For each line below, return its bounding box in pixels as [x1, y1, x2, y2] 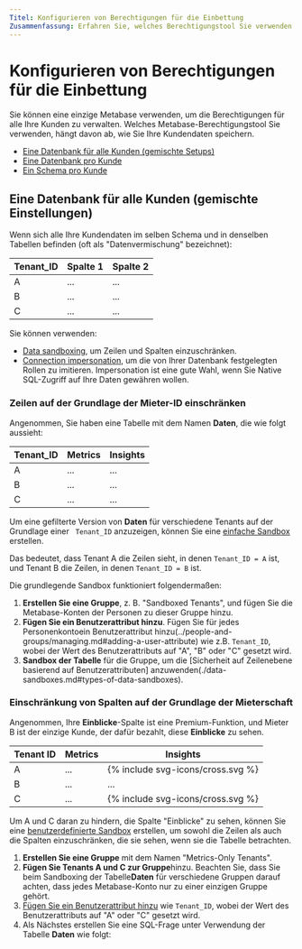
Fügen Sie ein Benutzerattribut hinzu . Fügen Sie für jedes [22, 616, 240, 627]
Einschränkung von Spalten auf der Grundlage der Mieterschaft [9, 696, 294, 709]
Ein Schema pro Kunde [22, 165, 108, 176]
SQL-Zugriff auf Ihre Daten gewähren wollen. [22, 374, 189, 385]
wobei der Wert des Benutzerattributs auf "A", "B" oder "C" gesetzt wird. [22, 645, 292, 656]
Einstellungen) [9, 205, 93, 221]
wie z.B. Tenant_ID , [200, 635, 271, 646]
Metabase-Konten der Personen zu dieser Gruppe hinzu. [22, 606, 233, 618]
